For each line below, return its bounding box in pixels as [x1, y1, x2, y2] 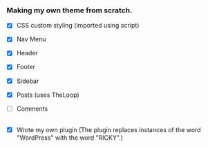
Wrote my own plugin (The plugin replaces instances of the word [16, 125, 201, 133]
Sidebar [16, 77, 39, 85]
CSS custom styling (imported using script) [16, 21, 140, 30]
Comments [16, 104, 48, 113]
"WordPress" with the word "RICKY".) [16, 133, 124, 142]
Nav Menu [16, 35, 46, 44]
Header [16, 49, 39, 57]
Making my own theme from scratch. [6, 6, 133, 15]
